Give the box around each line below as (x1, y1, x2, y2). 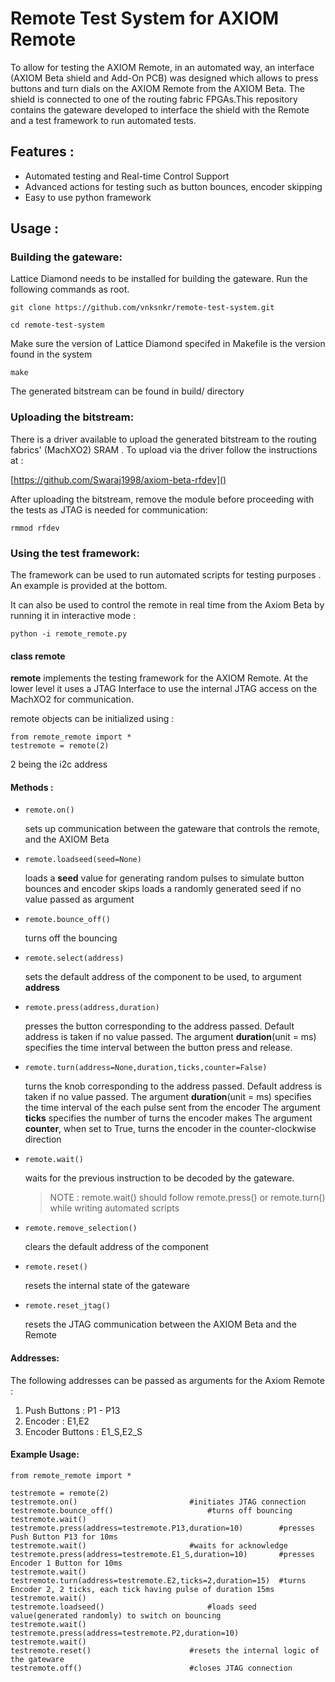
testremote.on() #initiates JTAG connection (10, 1497, 307, 1507)
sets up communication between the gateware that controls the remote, (24, 823, 320, 835)
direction (24, 1133, 62, 1146)
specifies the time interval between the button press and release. (24, 1042, 293, 1054)
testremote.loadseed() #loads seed (10, 1602, 257, 1612)
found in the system (10, 348, 93, 361)
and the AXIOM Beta (24, 833, 110, 846)
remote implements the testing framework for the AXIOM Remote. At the (10, 672, 309, 684)
